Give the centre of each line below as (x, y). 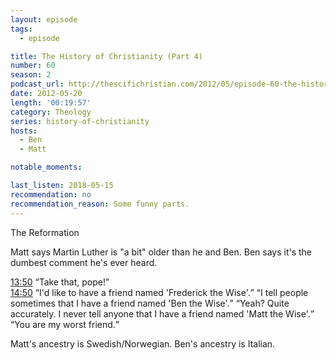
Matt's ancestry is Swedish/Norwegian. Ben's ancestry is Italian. (143, 343)
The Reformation (45, 232)
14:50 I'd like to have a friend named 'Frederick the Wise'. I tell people (159, 292)
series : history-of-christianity (80, 121)
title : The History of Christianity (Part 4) (106, 56)
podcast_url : (37, 84)
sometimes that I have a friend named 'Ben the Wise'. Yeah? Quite (150, 303)
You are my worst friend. (65, 324)
